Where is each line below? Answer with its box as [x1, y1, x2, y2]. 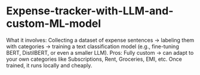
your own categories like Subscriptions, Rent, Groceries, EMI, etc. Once [6, 55, 182, 62]
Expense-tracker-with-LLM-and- [6, 4, 174, 18]
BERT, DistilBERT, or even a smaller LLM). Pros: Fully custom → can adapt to [6, 49, 194, 56]
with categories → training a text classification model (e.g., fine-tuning [6, 43, 179, 50]
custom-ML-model [6, 17, 101, 30]
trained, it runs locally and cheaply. [6, 61, 93, 69]
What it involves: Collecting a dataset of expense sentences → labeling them [6, 36, 195, 43]
